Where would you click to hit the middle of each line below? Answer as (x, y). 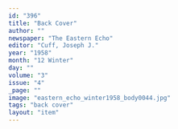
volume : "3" (28, 75)
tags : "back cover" (41, 105)
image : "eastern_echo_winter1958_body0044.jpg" (90, 98)
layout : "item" (34, 113)
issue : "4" (27, 83)
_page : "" (25, 90)
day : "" (21, 68)
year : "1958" (30, 53)
